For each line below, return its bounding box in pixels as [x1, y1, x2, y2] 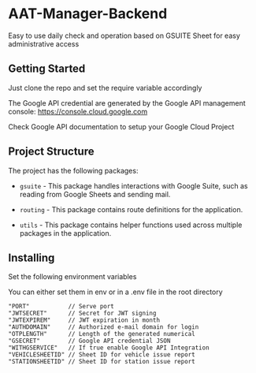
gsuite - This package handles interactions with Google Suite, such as [19, 181, 248, 190]
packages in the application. [19, 228, 112, 237]
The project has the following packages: [8, 166, 139, 175]
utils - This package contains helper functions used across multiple [19, 220, 243, 229]
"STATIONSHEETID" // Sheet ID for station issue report [8, 358, 195, 366]
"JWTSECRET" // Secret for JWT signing [8, 309, 157, 318]
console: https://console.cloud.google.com [8, 106, 148, 116]
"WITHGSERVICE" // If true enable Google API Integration [8, 344, 210, 352]
